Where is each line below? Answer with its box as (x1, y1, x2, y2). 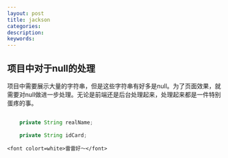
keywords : (7, 36, 36, 42)
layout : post (7, 10, 45, 17)
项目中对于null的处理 (7, 62, 96, 74)
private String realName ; (19, 119, 94, 126)
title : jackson (7, 16, 51, 23)
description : (7, 29, 45, 36)
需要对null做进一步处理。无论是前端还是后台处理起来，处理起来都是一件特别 (7, 90, 221, 98)
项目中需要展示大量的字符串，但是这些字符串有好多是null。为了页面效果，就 (7, 81, 221, 90)
